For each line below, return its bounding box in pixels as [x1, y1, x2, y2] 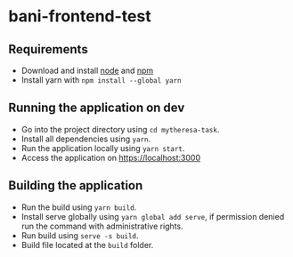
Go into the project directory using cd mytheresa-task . [20, 124, 220, 134]
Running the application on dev [8, 100, 185, 116]
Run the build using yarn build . [20, 202, 137, 213]
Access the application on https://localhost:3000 [20, 152, 201, 163]
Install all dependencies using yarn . [20, 133, 151, 144]
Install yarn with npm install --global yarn [20, 75, 182, 85]
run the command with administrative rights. [20, 221, 183, 231]
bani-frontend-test [8, 6, 152, 27]
